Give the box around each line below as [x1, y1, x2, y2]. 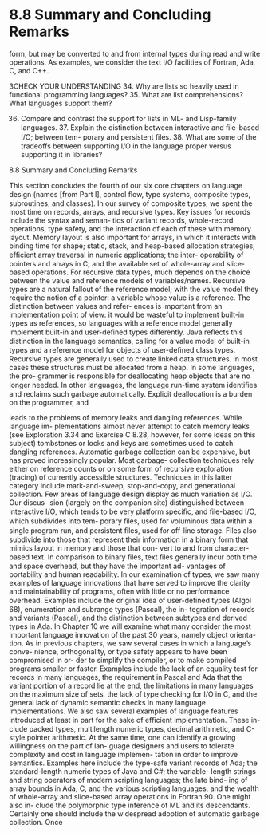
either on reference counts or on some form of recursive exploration [9, 464, 234, 473]
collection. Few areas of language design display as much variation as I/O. [9, 489, 253, 499]
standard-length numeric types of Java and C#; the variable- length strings [9, 766, 257, 776]
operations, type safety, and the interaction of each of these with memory [9, 223, 252, 233]
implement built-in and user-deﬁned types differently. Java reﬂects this [9, 327, 243, 337]
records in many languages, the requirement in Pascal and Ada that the [9, 672, 242, 681]
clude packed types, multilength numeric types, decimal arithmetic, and [9, 724, 245, 733]
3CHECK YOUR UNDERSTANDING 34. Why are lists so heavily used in [9, 81, 239, 91]
